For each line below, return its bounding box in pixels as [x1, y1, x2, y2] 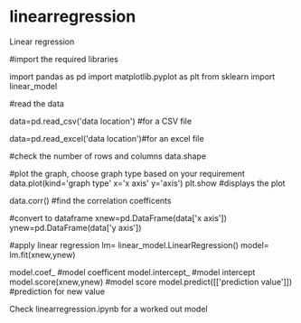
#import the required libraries [9, 53, 119, 64]
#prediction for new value [9, 286, 106, 297]
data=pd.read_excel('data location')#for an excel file [9, 133, 205, 143]
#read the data [9, 97, 65, 109]
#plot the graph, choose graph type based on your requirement [9, 168, 246, 179]
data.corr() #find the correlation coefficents [9, 195, 172, 206]
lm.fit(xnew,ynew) [9, 249, 76, 260]
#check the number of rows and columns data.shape [9, 151, 206, 161]
